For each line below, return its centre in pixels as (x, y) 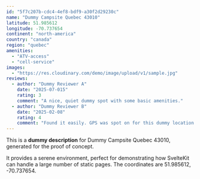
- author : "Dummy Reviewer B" (49, 106)
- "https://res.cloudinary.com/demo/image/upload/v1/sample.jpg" (95, 73)
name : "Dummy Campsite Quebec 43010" (53, 17)
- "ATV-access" (31, 56)
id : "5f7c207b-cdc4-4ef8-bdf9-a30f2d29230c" (63, 12)
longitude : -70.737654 (34, 28)
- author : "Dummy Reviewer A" (49, 84)
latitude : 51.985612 (32, 23)
